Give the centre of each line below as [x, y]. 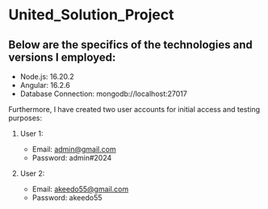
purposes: [25, 118]
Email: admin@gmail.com [74, 149]
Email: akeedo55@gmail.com [80, 189]
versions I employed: [62, 57]
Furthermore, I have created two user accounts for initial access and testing [134, 109]
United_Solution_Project [91, 15]
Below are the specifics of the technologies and [130, 45]
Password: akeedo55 [67, 198]
